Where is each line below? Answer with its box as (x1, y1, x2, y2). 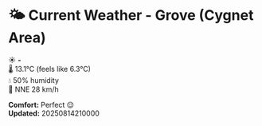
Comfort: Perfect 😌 (8, 100, 74, 109)
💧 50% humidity (8, 75, 60, 85)
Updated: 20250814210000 (8, 108, 100, 118)
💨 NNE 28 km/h (8, 85, 59, 94)
